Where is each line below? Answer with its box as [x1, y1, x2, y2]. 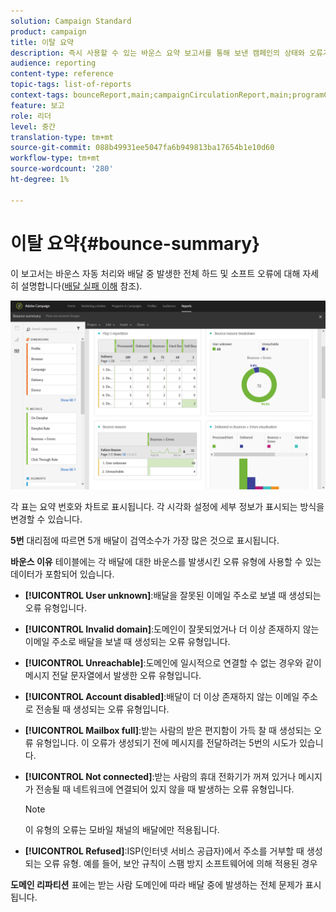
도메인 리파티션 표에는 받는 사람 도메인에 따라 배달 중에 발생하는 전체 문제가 [10, 878, 303, 890]
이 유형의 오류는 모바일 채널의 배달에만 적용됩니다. [24, 823, 220, 835]
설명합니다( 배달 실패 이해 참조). [20, 280, 143, 292]
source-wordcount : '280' [10, 164, 114, 174]
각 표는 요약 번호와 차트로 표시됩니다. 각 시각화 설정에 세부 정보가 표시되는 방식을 [10, 500, 325, 512]
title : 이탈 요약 [10, 37, 75, 47]
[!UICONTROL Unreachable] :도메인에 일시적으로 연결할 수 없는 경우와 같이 [24, 656, 322, 669]
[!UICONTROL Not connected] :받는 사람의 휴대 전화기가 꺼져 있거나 [24, 770, 297, 782]
